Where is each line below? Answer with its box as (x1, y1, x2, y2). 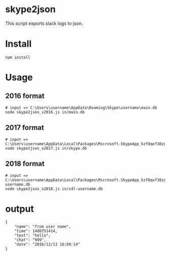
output (5, 203, 34, 214)
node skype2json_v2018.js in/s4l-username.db (5, 186, 103, 191)
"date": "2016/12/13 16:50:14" (14, 242, 80, 247)
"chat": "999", (14, 237, 47, 243)
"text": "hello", (14, 233, 51, 238)
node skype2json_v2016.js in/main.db (5, 109, 85, 115)
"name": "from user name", (14, 224, 71, 229)
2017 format (5, 123, 45, 132)
